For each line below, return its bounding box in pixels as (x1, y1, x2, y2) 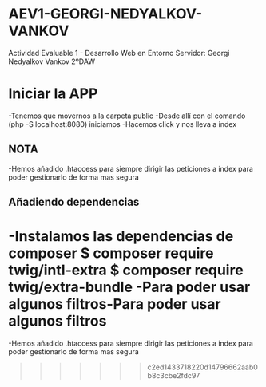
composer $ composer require (8, 244, 214, 263)
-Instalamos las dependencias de (8, 227, 234, 246)
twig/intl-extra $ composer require (8, 261, 244, 279)
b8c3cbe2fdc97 (147, 371, 200, 381)
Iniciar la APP (8, 85, 98, 103)
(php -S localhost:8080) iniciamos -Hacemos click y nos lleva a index (8, 119, 237, 128)
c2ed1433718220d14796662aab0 (147, 362, 258, 372)
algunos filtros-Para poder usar (8, 295, 221, 314)
